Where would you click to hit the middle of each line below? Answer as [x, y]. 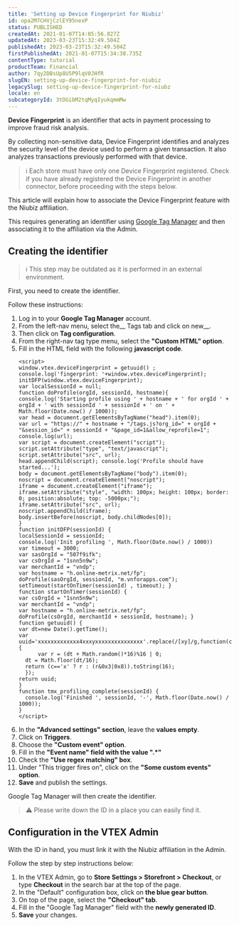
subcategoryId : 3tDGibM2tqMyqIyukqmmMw [67, 100]
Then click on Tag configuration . [67, 333]
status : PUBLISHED [35, 27]
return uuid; [38, 679]
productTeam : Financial [43, 67]
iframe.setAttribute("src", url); [69, 505]
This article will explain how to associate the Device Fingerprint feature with [119, 200]
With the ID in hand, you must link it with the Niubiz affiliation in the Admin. [117, 849]
